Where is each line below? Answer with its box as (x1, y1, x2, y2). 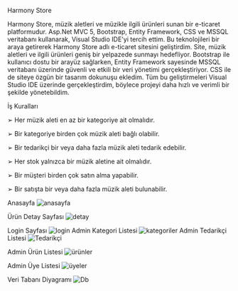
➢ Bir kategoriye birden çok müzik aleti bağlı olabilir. (7, 130, 160, 138)
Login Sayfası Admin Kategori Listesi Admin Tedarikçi (7, 226, 227, 235)
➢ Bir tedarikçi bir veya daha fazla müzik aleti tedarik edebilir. (7, 143, 187, 152)
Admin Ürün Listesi (7, 247, 63, 256)
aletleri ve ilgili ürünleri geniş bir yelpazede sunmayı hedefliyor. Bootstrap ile (7, 50, 230, 58)
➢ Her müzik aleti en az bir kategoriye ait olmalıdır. (7, 116, 155, 124)
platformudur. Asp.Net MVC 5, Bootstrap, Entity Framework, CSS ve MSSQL (7, 28, 229, 36)
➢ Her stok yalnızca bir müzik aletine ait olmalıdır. (7, 157, 152, 165)
